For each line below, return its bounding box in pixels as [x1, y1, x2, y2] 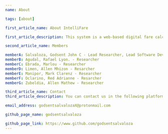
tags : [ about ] [5, 16, 35, 21]
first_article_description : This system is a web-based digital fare [5, 34, 153, 39]
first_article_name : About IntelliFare [5, 25, 88, 30]
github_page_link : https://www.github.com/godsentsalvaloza [5, 121, 133, 126]
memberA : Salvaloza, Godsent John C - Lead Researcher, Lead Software [5, 52, 155, 57]
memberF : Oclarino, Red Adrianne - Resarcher [5, 75, 101, 80]
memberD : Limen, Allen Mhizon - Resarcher [5, 66, 95, 71]
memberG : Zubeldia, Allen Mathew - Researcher [5, 80, 104, 85]
